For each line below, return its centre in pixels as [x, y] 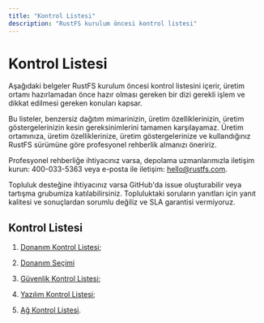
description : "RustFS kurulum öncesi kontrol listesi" [103, 24]
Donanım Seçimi [47, 263]
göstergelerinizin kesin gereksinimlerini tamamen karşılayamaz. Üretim [126, 127]
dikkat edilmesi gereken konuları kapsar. [76, 103]
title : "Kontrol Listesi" [52, 16]
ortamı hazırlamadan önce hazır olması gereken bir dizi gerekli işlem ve [127, 95]
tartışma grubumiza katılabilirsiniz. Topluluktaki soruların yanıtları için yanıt [132, 194]
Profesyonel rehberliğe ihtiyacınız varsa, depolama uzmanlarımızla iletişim [132, 161]
